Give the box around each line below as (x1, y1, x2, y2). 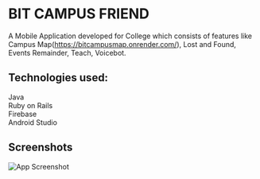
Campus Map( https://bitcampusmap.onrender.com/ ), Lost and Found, (8, 39, 237, 49)
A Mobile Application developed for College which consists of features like (8, 31, 253, 41)
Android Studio (8, 117, 58, 127)
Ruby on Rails (8, 100, 53, 110)
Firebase (8, 109, 37, 119)
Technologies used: (8, 71, 109, 84)
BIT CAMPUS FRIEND (8, 5, 149, 23)
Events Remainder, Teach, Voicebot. (8, 48, 126, 57)
